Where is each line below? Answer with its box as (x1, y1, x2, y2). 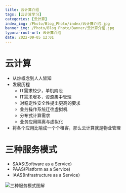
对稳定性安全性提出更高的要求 (19, 100, 81, 106)
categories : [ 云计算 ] (5, 16, 47, 21)
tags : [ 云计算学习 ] (5, 12, 42, 17)
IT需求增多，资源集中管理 (19, 94, 72, 100)
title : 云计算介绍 (5, 7, 40, 12)
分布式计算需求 (19, 112, 50, 118)
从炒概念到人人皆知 (12, 75, 52, 81)
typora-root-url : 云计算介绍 (5, 30, 62, 35)
